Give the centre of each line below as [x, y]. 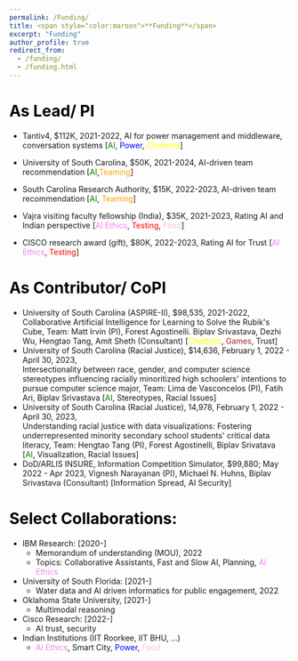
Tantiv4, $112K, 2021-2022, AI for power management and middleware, [152, 135]
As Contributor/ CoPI [88, 288]
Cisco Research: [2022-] [68, 618]
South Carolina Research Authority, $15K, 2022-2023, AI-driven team [149, 189]
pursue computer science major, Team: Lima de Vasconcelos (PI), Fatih [153, 388]
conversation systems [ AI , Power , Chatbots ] [103, 145]
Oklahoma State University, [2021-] [86, 600]
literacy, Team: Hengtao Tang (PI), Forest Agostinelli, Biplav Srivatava [149, 445]
